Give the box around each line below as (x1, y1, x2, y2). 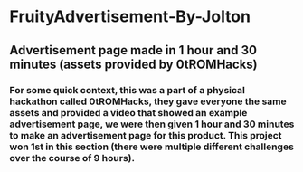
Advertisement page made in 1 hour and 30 (9, 43, 258, 58)
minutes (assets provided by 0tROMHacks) (9, 56, 258, 72)
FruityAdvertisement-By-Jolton (9, 6, 251, 27)
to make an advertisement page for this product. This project (9, 129, 282, 141)
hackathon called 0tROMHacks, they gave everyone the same (9, 95, 287, 108)
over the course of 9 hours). (9, 151, 136, 164)
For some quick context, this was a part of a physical (9, 83, 246, 96)
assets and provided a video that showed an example (9, 106, 248, 119)
